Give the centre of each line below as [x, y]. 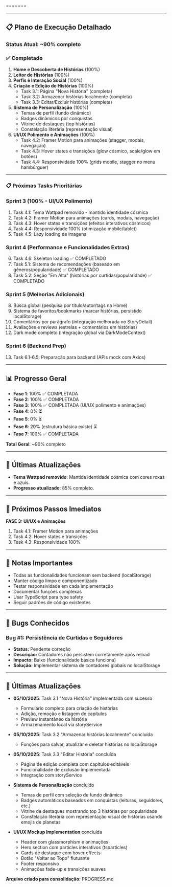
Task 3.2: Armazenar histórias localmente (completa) [76, 96]
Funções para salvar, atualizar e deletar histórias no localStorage [89, 744]
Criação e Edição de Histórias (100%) [53, 85]
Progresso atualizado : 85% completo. [54, 488]
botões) [29, 156]
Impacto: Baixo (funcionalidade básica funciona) [65, 660]
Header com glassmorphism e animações [65, 842]
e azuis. [21, 483]
